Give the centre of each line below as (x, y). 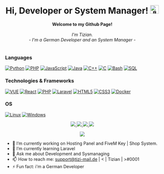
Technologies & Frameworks (40, 81)
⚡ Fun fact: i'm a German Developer (48, 166)
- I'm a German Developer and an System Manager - (82, 39)
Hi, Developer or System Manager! (77, 11)
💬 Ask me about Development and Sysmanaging (61, 154)
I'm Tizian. (82, 35)
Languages (19, 58)
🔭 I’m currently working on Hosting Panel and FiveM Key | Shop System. (85, 143)
